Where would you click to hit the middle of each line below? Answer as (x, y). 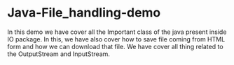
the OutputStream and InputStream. (59, 54)
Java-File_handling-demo (84, 13)
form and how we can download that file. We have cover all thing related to (115, 46)
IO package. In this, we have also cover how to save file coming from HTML (116, 39)
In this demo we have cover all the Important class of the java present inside (117, 32)
